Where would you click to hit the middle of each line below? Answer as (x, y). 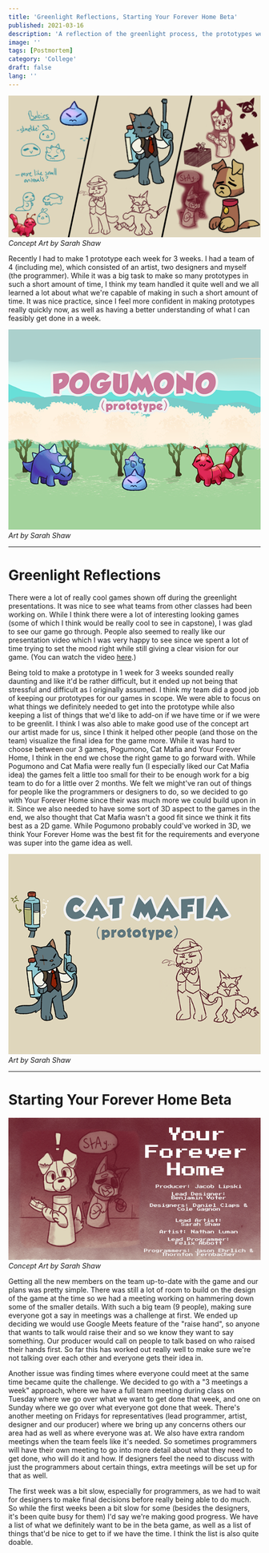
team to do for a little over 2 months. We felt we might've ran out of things (130, 783)
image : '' (25, 42)
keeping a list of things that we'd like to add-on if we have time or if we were (134, 715)
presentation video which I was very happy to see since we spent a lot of (129, 640)
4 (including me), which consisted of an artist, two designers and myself (127, 268)
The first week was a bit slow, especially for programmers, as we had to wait (134, 1491)
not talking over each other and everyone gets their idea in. (106, 1358)
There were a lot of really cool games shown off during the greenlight (123, 597)
